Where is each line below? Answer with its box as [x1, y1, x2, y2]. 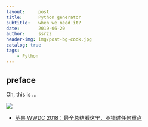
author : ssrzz [6, 31, 52, 37]
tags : [6, 48, 20, 54]
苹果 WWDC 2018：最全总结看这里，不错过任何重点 [14, 114, 142, 122]
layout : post [6, 8, 50, 15]
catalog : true [6, 42, 42, 48]
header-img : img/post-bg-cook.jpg [6, 36, 92, 42]
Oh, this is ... [6, 91, 37, 98]
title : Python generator [6, 14, 82, 20]
